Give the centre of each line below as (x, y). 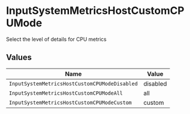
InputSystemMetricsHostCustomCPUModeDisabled (73, 83)
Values (19, 57)
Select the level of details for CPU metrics (56, 39)
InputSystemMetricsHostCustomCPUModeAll (66, 93)
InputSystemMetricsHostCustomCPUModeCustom (70, 102)
